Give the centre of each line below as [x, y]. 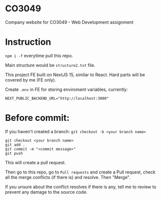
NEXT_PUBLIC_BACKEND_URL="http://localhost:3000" [57, 98]
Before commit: [37, 118]
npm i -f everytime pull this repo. [39, 56]
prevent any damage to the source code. [46, 192]
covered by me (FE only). [31, 80]
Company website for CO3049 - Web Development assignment [69, 22]
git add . [15, 145]
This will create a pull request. [35, 162]
